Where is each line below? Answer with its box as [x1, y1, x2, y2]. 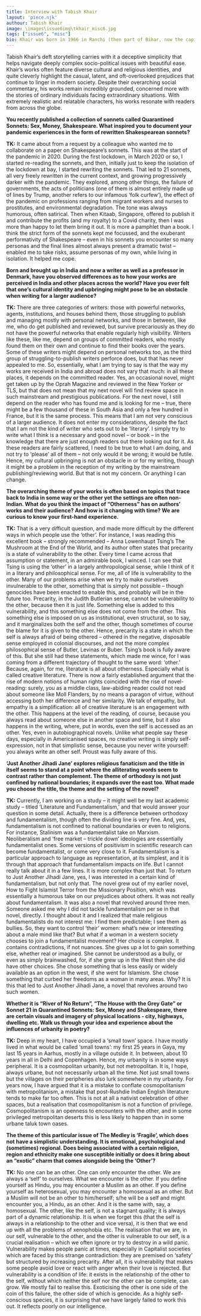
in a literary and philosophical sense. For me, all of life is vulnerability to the [6, 570, 192, 576]
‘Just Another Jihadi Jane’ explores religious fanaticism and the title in [6, 760, 185, 767]
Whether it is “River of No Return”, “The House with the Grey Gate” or [6, 1000, 182, 1007]
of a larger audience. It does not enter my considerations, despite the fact [6, 418, 188, 426]
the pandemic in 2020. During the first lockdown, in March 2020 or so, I [6, 153, 183, 160]
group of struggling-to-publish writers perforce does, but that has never [6, 355, 184, 362]
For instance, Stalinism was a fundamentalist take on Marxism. [6, 829, 160, 836]
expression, [6, 742, 35, 749]
